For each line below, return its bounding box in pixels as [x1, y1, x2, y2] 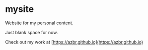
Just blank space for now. [5, 29, 58, 35]
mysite [5, 3, 34, 15]
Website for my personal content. [5, 20, 74, 26]
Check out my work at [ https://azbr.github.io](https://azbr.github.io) [5, 39, 143, 45]
